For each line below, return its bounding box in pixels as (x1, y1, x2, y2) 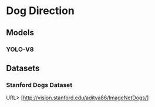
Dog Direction (6, 4, 75, 18)
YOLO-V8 (6, 45, 34, 53)
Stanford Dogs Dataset (6, 81, 73, 89)
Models (6, 28, 34, 38)
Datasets (6, 63, 40, 73)
